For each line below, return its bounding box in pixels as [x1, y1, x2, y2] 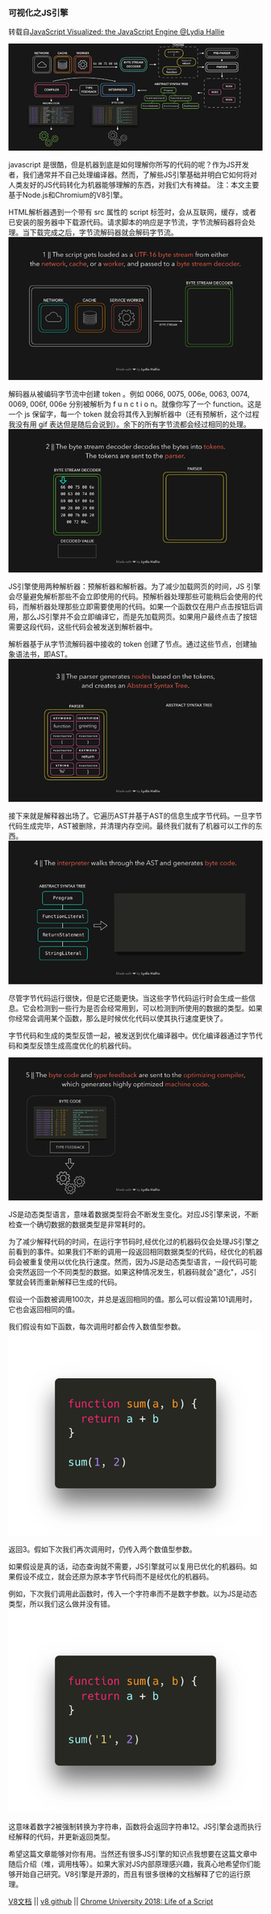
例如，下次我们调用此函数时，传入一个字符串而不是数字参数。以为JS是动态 [8, 1588, 257, 1598]
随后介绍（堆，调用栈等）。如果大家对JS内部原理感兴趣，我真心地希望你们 [8, 1859, 254, 1869]
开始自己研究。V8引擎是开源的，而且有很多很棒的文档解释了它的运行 [15, 1869, 244, 1878]
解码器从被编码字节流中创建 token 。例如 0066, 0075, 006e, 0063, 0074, [8, 390, 250, 399]
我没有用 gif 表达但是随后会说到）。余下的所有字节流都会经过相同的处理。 [8, 419, 252, 429]
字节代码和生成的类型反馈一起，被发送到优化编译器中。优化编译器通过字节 [8, 1031, 256, 1040]
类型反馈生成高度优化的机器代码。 [22, 1040, 135, 1050]
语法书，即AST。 [15, 649, 73, 659]
